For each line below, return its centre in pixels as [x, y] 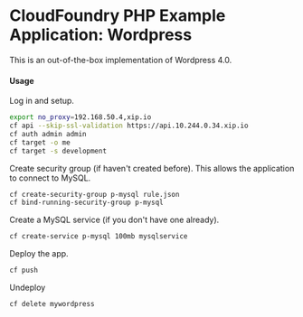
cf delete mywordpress [52, 304]
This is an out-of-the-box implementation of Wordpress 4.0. [121, 60]
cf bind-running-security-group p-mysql [87, 203]
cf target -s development [58, 151]
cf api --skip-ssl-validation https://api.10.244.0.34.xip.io [129, 126]
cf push [24, 270]
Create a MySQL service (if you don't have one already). [114, 220]
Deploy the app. [39, 254]
